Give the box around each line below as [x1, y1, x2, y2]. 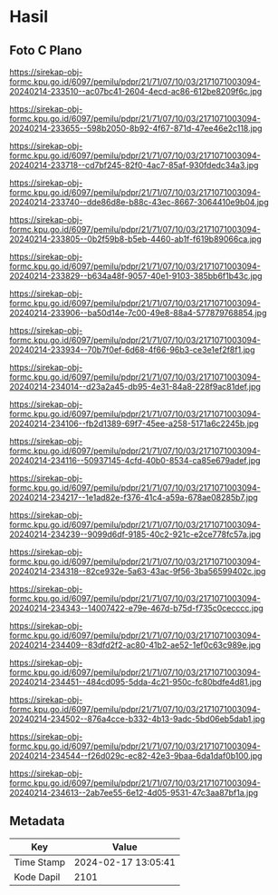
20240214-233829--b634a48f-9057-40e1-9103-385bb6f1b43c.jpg [9, 271, 263, 281]
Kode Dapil [14, 870, 61, 883]
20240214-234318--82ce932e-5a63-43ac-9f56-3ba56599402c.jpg [9, 566, 266, 576]
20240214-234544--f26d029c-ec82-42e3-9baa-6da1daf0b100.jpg [9, 751, 263, 761]
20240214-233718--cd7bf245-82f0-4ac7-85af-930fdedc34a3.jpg [9, 160, 259, 170]
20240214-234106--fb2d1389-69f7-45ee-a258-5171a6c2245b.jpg [9, 418, 260, 429]
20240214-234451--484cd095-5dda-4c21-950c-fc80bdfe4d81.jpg [9, 677, 263, 687]
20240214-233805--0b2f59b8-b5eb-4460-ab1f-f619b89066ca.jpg [9, 234, 263, 244]
